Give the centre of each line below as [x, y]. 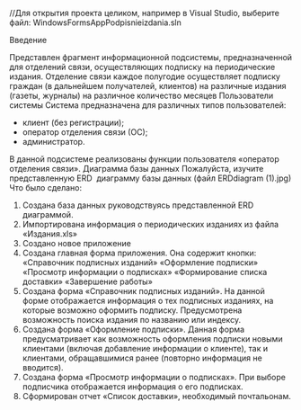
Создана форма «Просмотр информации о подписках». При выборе [154, 377]
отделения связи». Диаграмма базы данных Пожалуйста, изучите [137, 169]
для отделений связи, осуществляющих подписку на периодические [142, 67]
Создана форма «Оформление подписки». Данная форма [133, 329]
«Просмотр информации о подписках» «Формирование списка [145, 272]
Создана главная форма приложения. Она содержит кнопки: [139, 253]
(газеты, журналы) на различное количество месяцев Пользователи [142, 95]
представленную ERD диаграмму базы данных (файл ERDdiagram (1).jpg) [150, 178]
